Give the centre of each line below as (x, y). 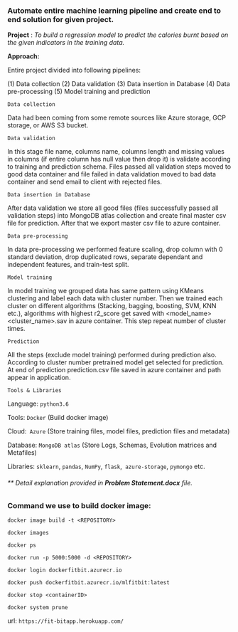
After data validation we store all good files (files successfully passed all (113, 208)
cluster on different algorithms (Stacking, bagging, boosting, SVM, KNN (112, 306)
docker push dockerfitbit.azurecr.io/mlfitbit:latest (89, 582)
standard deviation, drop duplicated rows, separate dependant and (105, 257)
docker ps (22, 545)
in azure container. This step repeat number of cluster (147, 321)
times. (16, 329)
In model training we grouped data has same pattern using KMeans (106, 291)
